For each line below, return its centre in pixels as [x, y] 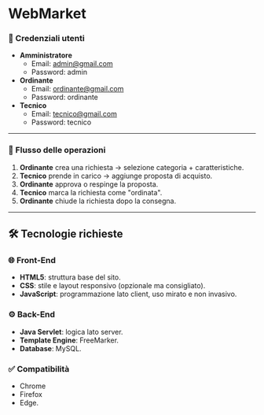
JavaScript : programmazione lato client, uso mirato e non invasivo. [128, 294]
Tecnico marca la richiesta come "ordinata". [91, 192]
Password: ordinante [64, 97]
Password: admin [59, 72]
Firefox [31, 395]
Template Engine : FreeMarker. [69, 340]
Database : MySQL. [50, 348]
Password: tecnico [61, 122]
